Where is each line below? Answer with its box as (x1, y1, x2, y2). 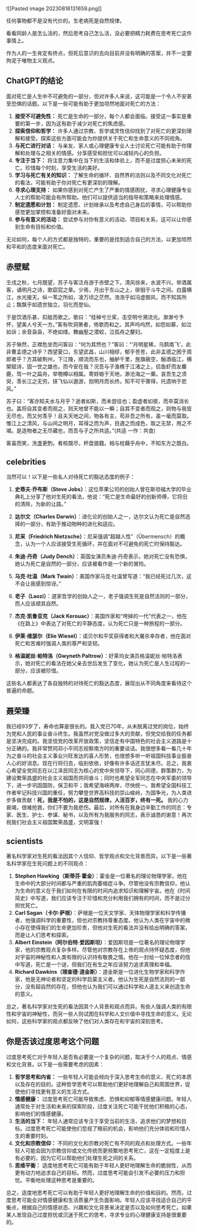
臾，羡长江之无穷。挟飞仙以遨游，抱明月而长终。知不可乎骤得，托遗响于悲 (6, 377, 187, 385)
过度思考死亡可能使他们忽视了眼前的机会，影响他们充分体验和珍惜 (25, 1125, 186, 1132)
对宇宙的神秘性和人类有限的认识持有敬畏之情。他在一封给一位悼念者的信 (14, 954, 190, 961)
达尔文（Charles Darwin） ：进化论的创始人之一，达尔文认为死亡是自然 (14, 513, 186, 520)
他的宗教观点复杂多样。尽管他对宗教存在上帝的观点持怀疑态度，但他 (25, 946, 190, 953)
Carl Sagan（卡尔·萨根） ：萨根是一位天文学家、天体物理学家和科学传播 (14, 910, 186, 917)
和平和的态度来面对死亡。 (6, 243, 68, 250)
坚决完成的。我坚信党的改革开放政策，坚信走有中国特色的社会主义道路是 (11, 737, 187, 745)
